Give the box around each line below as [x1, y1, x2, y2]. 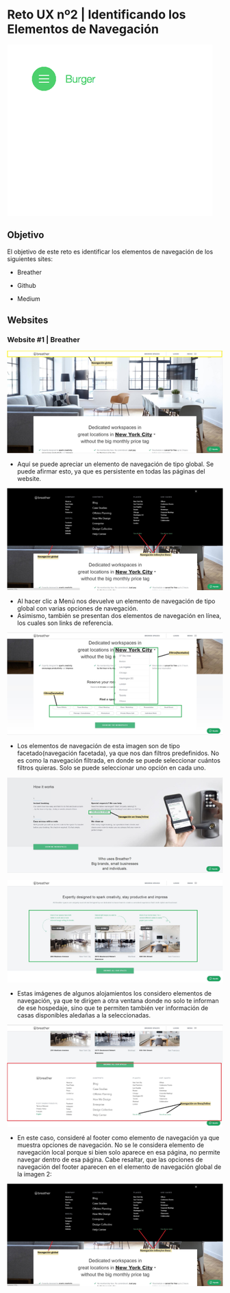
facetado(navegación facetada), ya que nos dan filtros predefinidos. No [16, 749, 220, 757]
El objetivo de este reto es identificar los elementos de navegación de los [7, 247, 214, 256]
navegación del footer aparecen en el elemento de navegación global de [16, 1163, 222, 1171]
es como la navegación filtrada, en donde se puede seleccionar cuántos [16, 756, 221, 765]
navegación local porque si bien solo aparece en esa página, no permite [16, 1148, 220, 1157]
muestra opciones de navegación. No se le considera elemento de [16, 1141, 204, 1149]
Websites [7, 315, 49, 326]
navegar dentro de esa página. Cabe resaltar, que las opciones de [16, 1155, 203, 1164]
